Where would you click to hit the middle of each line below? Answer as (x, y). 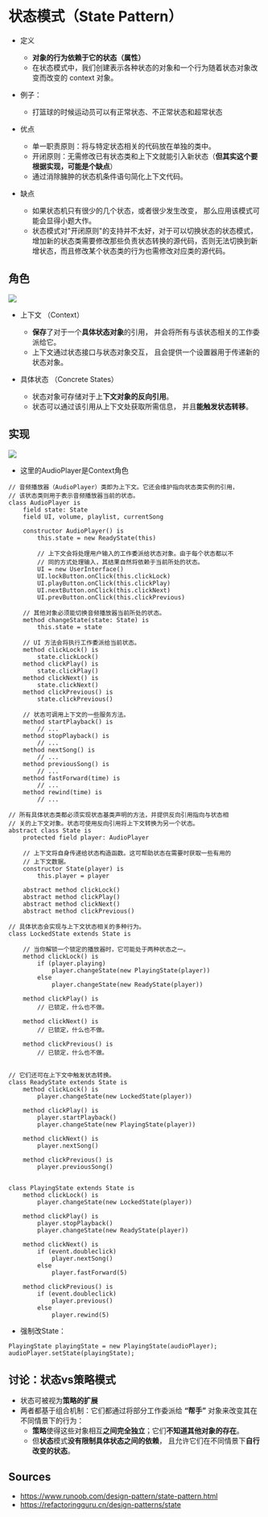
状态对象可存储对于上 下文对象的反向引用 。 (103, 396)
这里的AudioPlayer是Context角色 (74, 470)
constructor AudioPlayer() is (74, 531)
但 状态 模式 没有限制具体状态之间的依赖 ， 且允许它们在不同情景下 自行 (146, 1441)
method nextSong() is (59, 750)
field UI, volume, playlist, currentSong (93, 516)
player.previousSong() (75, 1167)
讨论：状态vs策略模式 (62, 1380)
